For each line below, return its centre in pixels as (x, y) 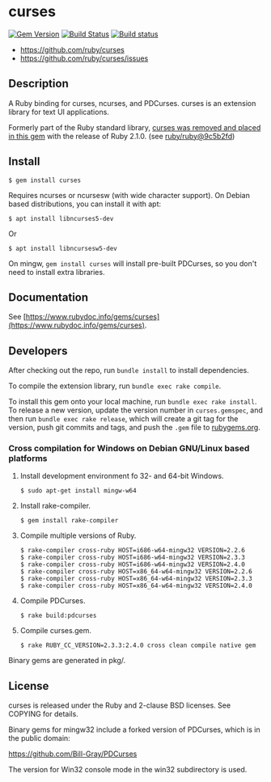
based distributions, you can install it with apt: (85, 204)
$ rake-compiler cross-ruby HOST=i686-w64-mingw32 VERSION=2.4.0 (132, 564)
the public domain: (39, 738)
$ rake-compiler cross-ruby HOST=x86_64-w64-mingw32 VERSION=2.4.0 (136, 586)
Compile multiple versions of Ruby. (78, 535)
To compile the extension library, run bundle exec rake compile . (115, 386)
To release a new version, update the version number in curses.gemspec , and (135, 410)
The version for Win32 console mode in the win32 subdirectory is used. (128, 770)
